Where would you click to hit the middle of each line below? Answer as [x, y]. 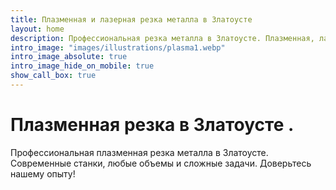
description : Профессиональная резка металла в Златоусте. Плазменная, [162, 38]
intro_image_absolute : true [69, 57]
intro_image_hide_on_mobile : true [82, 66]
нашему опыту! [43, 173]
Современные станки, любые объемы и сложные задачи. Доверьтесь [161, 163]
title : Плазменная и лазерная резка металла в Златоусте [131, 19]
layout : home [37, 29]
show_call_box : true [53, 76]
